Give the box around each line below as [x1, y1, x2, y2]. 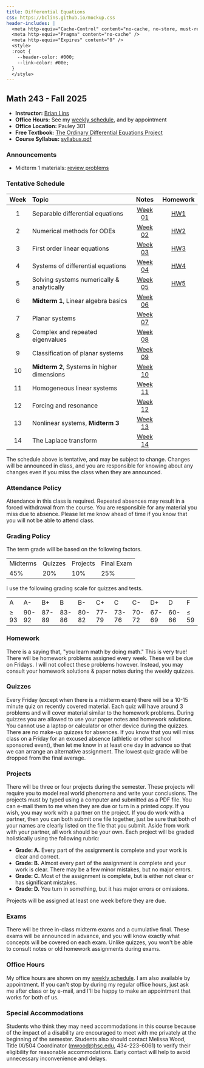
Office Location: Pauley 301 [15, 123, 86, 130]
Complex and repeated [32, 327, 98, 336]
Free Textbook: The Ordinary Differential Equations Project [15, 129, 163, 137]
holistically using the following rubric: [6, 835, 100, 842]
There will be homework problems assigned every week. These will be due [6, 654, 194, 662]
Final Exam [101, 559, 132, 568]
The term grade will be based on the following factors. [6, 546, 142, 553]
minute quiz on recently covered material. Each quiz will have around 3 [6, 702, 183, 710]
